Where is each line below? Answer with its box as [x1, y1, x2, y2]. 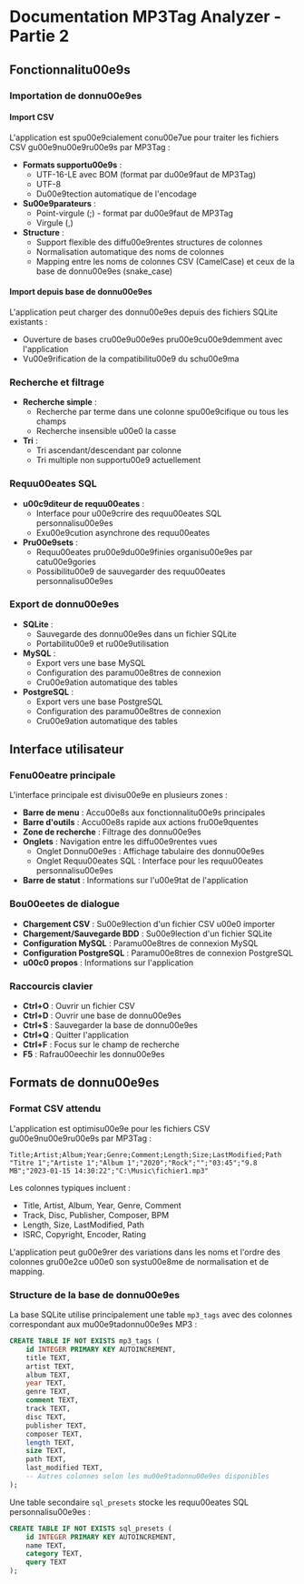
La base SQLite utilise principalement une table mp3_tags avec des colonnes [9, 1309, 293, 1320]
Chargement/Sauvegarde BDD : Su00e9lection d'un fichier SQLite [22, 928, 273, 939]
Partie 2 [9, 25, 70, 46]
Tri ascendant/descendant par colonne [35, 445, 182, 456]
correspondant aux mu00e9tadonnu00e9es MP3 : [9, 1319, 198, 1330]
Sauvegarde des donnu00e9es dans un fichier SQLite [35, 628, 238, 639]
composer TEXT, [25, 1429, 83, 1438]
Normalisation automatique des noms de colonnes [35, 246, 225, 257]
